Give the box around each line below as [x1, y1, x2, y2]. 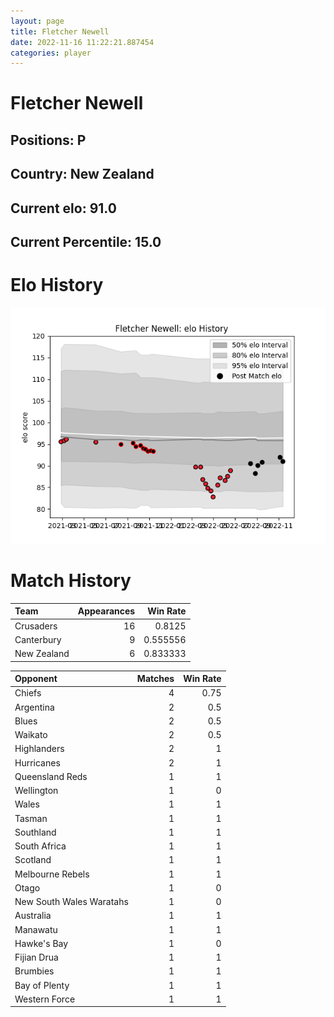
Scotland [14, 854, 52, 866]
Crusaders [14, 620, 58, 632]
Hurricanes [14, 756, 61, 769]
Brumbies [14, 965, 55, 977]
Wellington [14, 785, 59, 797]
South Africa [14, 840, 67, 852]
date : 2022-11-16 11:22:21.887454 [10, 37, 155, 47]
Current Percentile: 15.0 [10, 234, 162, 250]
